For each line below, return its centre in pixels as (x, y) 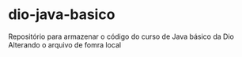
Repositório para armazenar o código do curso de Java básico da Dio (121, 36)
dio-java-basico (62, 15)
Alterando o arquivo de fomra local (64, 44)
